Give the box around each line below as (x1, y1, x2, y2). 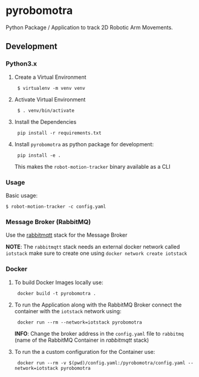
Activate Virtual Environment (14, 95, 86, 103)
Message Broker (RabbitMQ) (5, 217, 91, 226)
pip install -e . (17, 152, 61, 158)
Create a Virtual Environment (14, 73, 86, 81)
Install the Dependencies (14, 118, 77, 125)
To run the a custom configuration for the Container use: (14, 348, 155, 355)
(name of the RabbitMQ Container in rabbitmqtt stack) (14, 336, 149, 344)
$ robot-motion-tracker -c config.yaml (5, 203, 106, 209)
